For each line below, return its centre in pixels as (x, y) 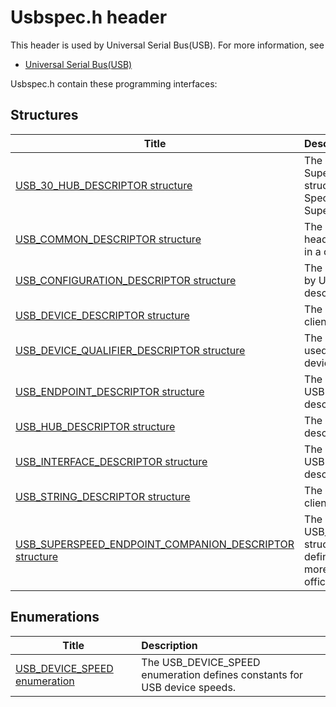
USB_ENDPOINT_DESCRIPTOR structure (110, 391)
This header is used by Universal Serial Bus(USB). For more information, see (167, 45)
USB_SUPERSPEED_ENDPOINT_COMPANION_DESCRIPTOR (155, 544)
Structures (44, 115)
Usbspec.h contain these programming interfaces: (114, 83)
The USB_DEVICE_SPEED (201, 662)
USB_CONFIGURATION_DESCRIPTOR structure (126, 280)
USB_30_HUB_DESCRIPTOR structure (104, 185)
